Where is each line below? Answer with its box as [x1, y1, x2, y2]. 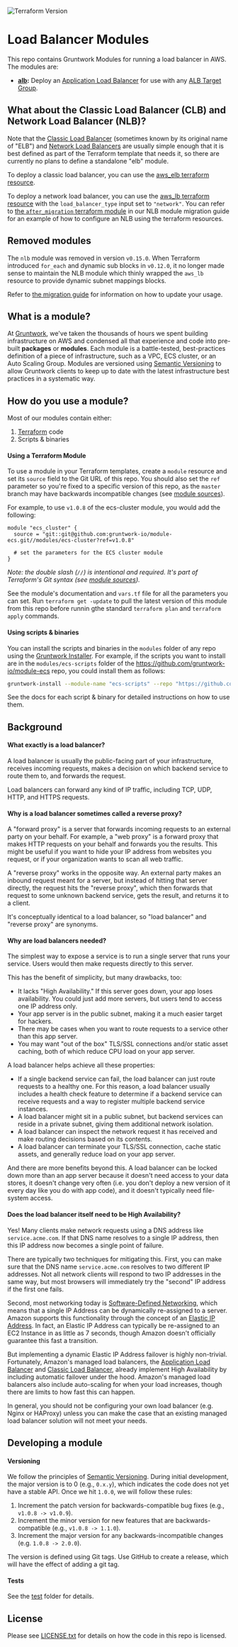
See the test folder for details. [7, 1592, 94, 1601]
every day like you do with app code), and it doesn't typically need [7, 1186, 202, 1195]
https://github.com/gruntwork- [135, 659, 225, 668]
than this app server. [17, 1032, 78, 1041]
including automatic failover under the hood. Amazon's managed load [7, 1372, 211, 1381]
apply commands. [7, 612, 59, 620]
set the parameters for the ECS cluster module [20, 549, 163, 556]
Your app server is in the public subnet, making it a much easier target [17, 1010, 223, 1018]
